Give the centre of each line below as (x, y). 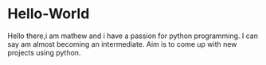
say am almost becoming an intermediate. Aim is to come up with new (122, 44)
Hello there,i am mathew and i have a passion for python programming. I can (133, 36)
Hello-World (49, 14)
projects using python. (44, 52)
